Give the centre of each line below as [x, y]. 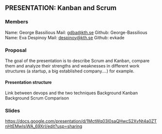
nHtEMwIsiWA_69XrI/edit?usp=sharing [44, 126]
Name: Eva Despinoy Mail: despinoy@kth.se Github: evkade [65, 37]
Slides [13, 111]
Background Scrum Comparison [37, 98]
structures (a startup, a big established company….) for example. [70, 71]
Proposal [16, 50]
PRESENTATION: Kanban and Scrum [61, 8]
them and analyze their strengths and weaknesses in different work [72, 66]
